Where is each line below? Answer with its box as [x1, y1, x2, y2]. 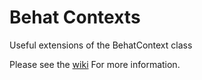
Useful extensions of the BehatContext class [9, 39, 193, 51]
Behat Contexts [9, 6, 141, 29]
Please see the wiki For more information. [9, 58, 181, 70]
